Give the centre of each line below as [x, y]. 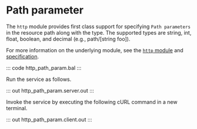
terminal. [17, 108]
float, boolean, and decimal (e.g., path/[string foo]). [68, 39]
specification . [23, 56]
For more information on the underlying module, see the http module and [95, 50]
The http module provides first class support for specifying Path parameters [98, 26]
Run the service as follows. [39, 79]
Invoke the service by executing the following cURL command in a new [92, 102]
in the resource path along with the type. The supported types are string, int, [99, 32]
